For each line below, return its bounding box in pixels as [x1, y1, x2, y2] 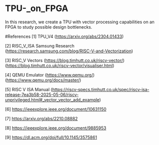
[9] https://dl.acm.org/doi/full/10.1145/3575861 [5, 134, 97, 140]
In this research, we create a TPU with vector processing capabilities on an [5, 19, 155, 25]
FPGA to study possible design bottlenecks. [5, 24, 93, 30]
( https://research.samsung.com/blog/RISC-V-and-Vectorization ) [5, 48, 133, 54]
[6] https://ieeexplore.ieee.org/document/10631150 [5, 106, 107, 112]
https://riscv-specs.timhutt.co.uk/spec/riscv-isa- [52, 86, 149, 92]
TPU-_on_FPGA [5, 3, 69, 14]
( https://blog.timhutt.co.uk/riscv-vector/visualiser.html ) [5, 63, 115, 68]
